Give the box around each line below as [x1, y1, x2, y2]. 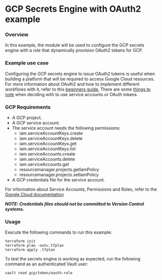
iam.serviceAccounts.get [19, 161, 69, 167]
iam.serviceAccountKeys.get [19, 140, 77, 147]
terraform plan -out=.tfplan [5, 243, 64, 248]
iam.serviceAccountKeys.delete [19, 136, 83, 141]
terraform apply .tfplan [5, 247, 55, 252]
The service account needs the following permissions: [12, 125, 121, 131]
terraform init [5, 239, 36, 244]
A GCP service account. [12, 120, 60, 126]
